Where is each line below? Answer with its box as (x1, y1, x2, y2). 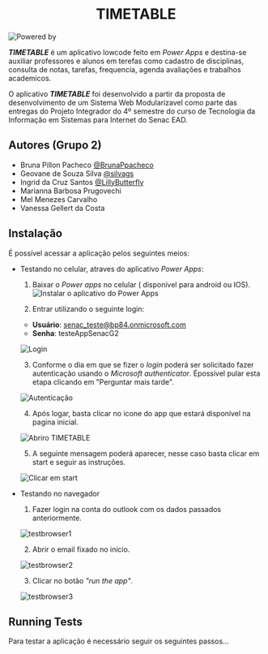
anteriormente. (32, 513, 83, 523)
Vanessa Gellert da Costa (19, 203, 105, 213)
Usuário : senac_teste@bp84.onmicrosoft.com (32, 320, 186, 329)
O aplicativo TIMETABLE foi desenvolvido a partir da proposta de (8, 88, 226, 98)
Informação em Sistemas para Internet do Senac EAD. (8, 114, 188, 124)
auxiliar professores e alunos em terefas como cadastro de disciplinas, (8, 56, 245, 66)
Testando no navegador (19, 488, 100, 498)
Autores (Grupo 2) (8, 139, 102, 153)
